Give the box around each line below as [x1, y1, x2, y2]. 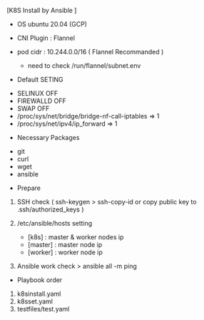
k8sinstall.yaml [16, 289, 61, 298]
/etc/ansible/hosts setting [16, 219, 93, 227]
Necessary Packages [16, 134, 80, 141]
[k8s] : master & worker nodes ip [27, 233, 124, 241]
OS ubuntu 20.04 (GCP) [16, 20, 87, 28]
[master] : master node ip [27, 241, 103, 249]
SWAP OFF [16, 104, 50, 113]
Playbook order [16, 276, 63, 284]
